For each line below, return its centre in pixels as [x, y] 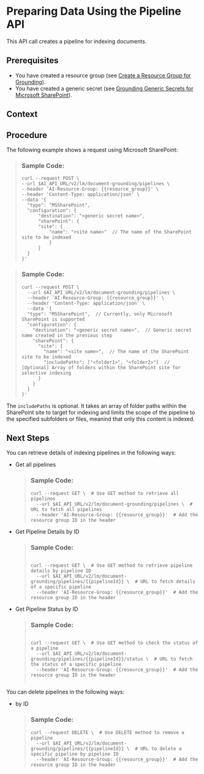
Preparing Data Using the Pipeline [94, 11]
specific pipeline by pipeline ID [74, 754]
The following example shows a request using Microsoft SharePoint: [92, 150]
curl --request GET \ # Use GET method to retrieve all [105, 493]
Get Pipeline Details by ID [47, 531]
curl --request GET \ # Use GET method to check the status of [114, 643]
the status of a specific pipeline [76, 665]
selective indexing [46, 373]
